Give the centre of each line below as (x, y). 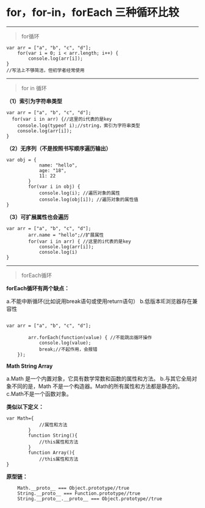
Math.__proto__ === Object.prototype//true (74, 488)
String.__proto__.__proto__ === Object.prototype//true (90, 499)
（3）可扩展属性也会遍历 (38, 216)
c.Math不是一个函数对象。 (39, 393)
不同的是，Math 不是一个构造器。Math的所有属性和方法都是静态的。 (97, 386)
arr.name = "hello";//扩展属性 (66, 235)
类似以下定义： (25, 407)
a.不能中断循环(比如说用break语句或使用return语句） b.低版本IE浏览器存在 (99, 301)
